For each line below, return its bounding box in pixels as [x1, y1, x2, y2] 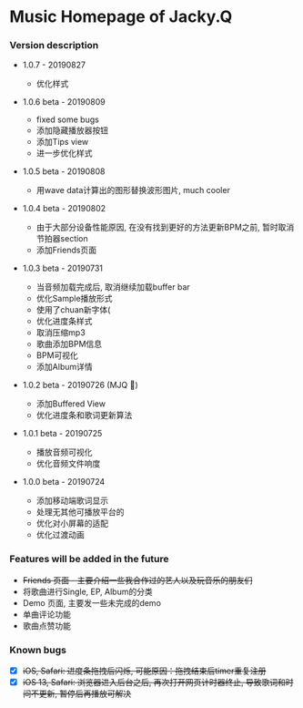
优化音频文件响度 [35, 458, 101, 469]
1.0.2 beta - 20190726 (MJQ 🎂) [22, 380, 138, 391]
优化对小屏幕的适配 [35, 518, 109, 529]
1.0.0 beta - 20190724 [22, 477, 106, 487]
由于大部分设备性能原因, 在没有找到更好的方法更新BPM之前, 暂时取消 [35, 221, 295, 233]
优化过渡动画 [35, 529, 85, 540]
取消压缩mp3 [35, 327, 86, 338]
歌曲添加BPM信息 [35, 339, 103, 350]
